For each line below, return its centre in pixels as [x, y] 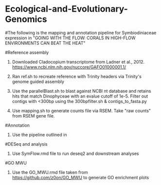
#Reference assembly [27, 52]
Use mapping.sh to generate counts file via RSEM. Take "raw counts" [81, 111]
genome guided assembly [38, 82]
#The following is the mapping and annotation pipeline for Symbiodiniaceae [81, 33]
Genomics [26, 19]
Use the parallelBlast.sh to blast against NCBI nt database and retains [81, 91]
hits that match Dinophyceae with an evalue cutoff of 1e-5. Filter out [80, 96]
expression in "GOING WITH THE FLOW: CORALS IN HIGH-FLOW [70, 38]
